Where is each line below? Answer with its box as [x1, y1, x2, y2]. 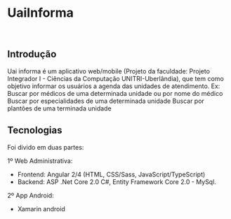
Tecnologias [7, 125, 62, 136]
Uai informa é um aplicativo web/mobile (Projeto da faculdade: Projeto [7, 66, 211, 75]
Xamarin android [17, 204, 65, 213]
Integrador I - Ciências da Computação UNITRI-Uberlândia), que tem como [7, 74, 225, 83]
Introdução [7, 48, 57, 60]
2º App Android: [7, 191, 54, 199]
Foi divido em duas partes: [7, 143, 84, 151]
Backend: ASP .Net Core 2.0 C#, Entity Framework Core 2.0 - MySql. [17, 177, 216, 186]
